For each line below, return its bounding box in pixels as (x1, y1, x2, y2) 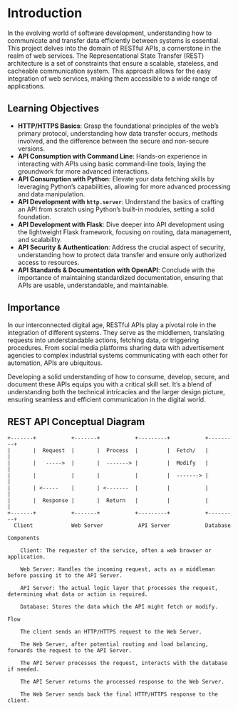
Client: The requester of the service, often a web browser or (20, 547, 212, 554)
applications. (7, 81, 45, 90)
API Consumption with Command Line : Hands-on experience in (17, 151, 207, 160)
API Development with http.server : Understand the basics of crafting (17, 197, 224, 206)
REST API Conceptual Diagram (7, 416, 145, 428)
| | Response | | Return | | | (7, 497, 209, 504)
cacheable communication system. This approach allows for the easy (7, 66, 212, 75)
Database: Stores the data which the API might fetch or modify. (20, 604, 219, 611)
